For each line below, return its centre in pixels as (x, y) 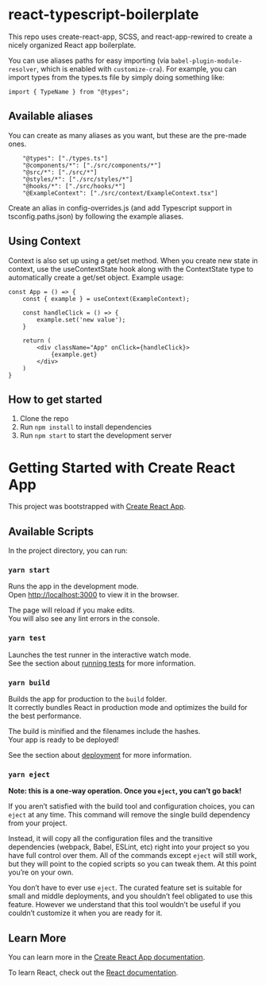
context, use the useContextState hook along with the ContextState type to (131, 268)
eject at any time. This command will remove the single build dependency (129, 815)
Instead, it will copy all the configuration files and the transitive (110, 839)
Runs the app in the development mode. (73, 586)
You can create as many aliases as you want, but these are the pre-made (127, 135)
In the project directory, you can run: (68, 550)
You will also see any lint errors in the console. (84, 619)
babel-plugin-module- (206, 61)
